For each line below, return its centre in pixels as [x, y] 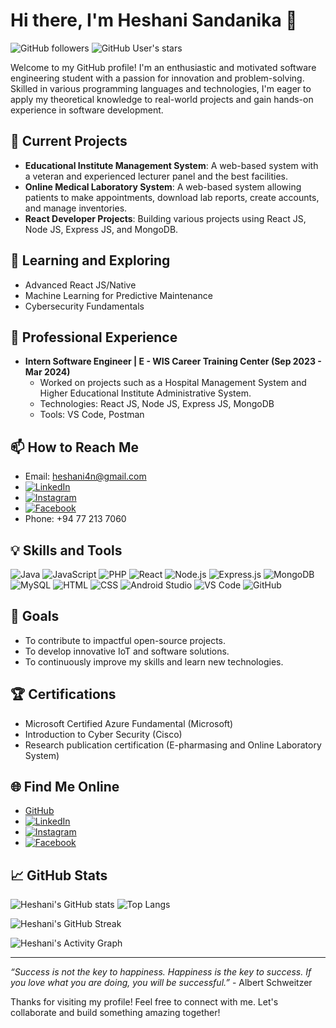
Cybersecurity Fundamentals [84, 306]
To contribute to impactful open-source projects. [125, 640]
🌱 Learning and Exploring [90, 260]
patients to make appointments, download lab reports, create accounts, [172, 197]
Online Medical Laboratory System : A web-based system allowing [163, 186]
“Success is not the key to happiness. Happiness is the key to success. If [161, 972]
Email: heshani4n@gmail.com [85, 476]
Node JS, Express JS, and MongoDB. [101, 229]
